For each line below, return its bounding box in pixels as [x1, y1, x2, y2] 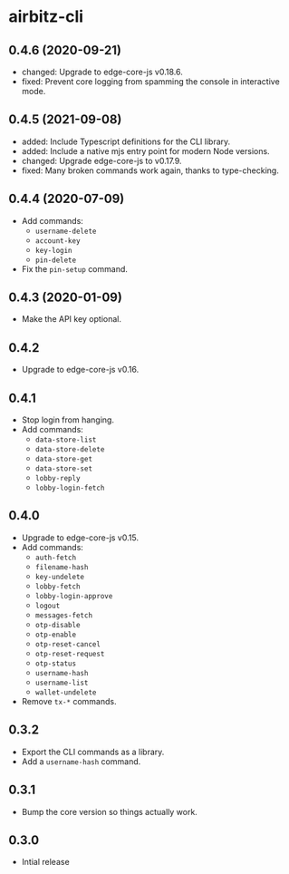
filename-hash [34, 562, 89, 572]
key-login [34, 246, 73, 255]
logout [34, 601, 61, 610]
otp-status [34, 659, 77, 668]
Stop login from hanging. [21, 414, 115, 425]
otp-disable [34, 620, 81, 629]
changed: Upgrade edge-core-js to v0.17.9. [21, 155, 182, 166]
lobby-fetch [34, 582, 81, 591]
